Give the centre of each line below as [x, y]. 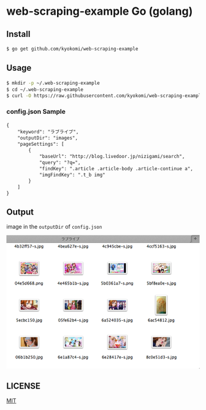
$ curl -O [19, 96]
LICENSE [24, 386]
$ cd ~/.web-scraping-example [45, 89]
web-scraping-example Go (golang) [100, 11]
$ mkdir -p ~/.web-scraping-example [53, 83]
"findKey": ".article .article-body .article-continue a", [116, 168]
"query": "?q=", [60, 162]
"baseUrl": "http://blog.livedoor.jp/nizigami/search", [112, 156]
